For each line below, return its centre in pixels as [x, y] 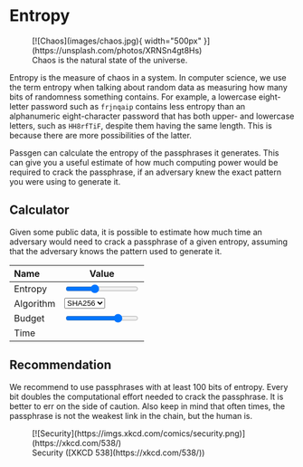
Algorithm [35, 303]
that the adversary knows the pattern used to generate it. [116, 251]
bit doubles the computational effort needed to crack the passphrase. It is [147, 396]
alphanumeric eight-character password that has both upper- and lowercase [152, 116]
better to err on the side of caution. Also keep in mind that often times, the [147, 406]
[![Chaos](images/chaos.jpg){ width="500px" [117, 41]
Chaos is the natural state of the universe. [110, 60]
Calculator [39, 210]
